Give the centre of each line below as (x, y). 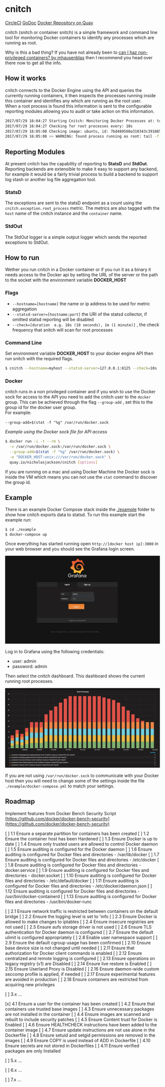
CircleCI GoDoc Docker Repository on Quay (49, 23)
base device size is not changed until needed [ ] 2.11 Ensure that (70, 948)
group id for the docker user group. (41, 408)
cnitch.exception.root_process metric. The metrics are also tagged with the (82, 208)
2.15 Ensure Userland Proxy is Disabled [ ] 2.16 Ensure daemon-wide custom (82, 969)
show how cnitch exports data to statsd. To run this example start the (75, 515)
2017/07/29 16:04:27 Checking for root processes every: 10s (69, 126)
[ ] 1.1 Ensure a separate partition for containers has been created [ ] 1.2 (77, 833)
